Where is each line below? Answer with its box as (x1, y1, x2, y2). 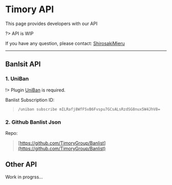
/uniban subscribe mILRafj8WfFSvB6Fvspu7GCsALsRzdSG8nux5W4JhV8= (17, 106, 160, 112)
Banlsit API (5, 60, 41, 68)
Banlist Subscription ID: (5, 97, 55, 103)
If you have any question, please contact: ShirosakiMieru (5, 40, 125, 47)
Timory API (5, 4, 54, 15)
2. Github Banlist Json (5, 119, 61, 126)
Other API (5, 160, 37, 169)
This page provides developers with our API (5, 20, 98, 27)
